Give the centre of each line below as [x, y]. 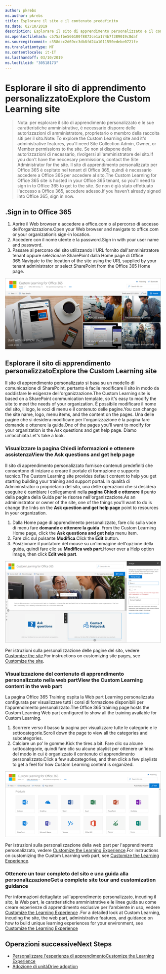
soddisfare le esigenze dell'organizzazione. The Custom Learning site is [78, 394]
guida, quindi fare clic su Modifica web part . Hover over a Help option [83, 549]
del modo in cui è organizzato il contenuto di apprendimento [73, 754]
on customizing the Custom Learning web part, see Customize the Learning [82, 856]
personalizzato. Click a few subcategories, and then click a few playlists [85, 759]
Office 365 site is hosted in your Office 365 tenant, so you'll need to [86, 180]
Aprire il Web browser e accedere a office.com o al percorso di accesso [85, 224]
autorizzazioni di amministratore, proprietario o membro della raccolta [88, 133]
